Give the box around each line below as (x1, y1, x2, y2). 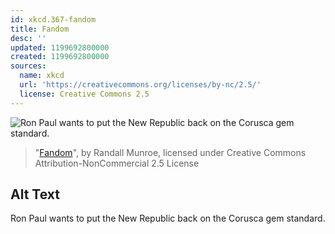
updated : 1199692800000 (10, 42, 110, 53)
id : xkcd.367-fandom (10, 14, 97, 25)
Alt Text (10, 186, 60, 203)
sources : (10, 61, 47, 71)
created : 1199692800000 (10, 52, 110, 62)
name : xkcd (19, 71, 65, 81)
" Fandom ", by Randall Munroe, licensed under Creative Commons (34, 146, 307, 158)
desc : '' (10, 33, 47, 43)
